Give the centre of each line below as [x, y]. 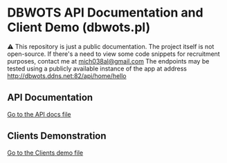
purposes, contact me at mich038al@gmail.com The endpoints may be [108, 61]
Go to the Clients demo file [45, 153]
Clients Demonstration [57, 136]
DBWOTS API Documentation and [105, 13]
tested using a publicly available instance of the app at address [97, 68]
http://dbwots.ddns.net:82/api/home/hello [67, 76]
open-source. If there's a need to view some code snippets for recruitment [113, 54]
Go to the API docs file [39, 114]
